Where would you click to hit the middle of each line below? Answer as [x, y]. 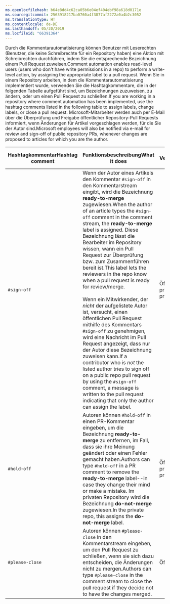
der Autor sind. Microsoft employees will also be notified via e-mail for [78, 128]
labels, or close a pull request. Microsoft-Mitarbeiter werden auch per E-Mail [85, 112]
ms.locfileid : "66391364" [32, 33]
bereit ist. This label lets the [115, 268]
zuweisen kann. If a [105, 356]
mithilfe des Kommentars [112, 325]
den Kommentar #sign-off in [117, 179]
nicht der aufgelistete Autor [115, 306]
